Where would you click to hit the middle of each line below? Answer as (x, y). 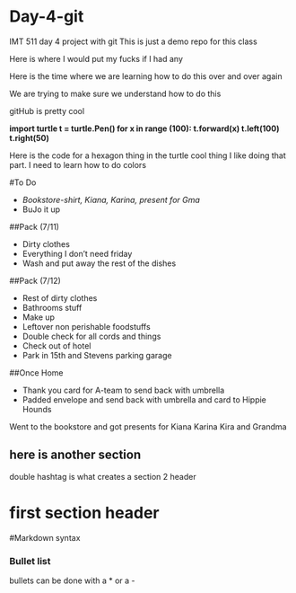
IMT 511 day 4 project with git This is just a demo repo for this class (133, 41)
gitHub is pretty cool (47, 111)
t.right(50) (29, 137)
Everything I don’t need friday (77, 253)
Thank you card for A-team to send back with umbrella (123, 390)
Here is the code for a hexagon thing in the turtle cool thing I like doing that (148, 155)
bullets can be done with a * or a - (73, 580)
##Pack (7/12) (35, 280)
